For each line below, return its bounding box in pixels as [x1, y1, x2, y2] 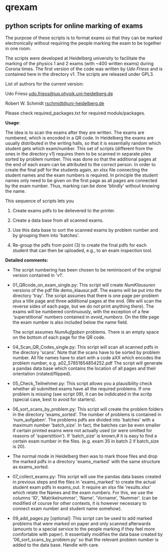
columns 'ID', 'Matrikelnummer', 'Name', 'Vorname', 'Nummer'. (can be [12, 495, 158, 501]
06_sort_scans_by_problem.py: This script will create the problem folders [12, 406, 163, 412]
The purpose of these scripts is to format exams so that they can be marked [5, 35, 162, 41]
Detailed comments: [5, 257, 49, 263]
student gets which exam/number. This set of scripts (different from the [5, 146, 153, 152]
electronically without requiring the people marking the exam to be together [5, 40, 161, 46]
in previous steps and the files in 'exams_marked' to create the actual [12, 479, 156, 485]
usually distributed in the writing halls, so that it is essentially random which [5, 140, 161, 146]
